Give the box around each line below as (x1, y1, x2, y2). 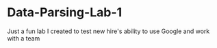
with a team (7, 34, 40, 42)
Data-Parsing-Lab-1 (7, 5, 123, 20)
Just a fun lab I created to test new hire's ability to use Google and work (7, 27, 210, 35)
